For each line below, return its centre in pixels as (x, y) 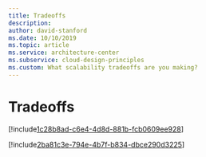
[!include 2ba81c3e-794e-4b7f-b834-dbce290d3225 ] (97, 144)
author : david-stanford (48, 30)
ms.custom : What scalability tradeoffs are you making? (103, 68)
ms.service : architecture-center (64, 53)
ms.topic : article (39, 45)
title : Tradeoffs (37, 16)
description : (30, 23)
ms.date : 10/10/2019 (43, 38)
